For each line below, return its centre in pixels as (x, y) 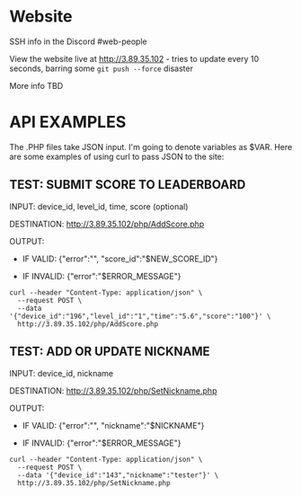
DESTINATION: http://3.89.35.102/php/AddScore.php (107, 224)
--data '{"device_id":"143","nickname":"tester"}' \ (118, 475)
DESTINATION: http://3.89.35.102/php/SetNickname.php (113, 390)
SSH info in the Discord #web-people (78, 41)
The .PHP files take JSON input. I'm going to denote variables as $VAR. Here (151, 146)
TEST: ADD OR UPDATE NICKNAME (110, 352)
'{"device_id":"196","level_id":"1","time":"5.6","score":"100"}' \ (140, 316)
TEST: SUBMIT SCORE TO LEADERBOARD (128, 185)
